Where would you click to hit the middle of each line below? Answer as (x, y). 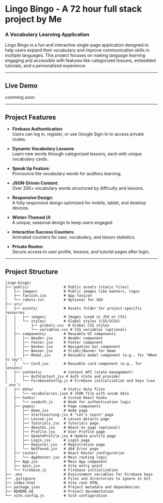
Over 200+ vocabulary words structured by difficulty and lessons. (78, 188)
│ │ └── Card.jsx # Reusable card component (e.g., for (73, 363)
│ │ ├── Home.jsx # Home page (47, 410)
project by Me (33, 19)
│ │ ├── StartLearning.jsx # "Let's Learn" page (59, 414)
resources (15, 312)
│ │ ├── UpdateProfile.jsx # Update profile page (61, 436)
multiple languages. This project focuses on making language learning (75, 55)
